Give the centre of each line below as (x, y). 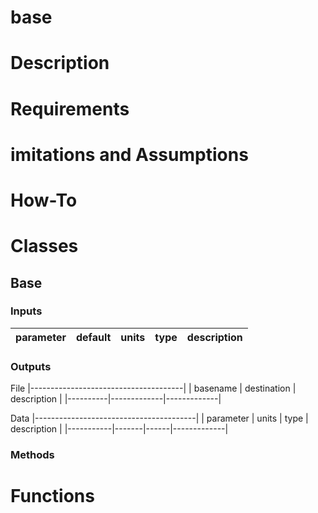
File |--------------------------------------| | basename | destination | (153, 388)
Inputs (26, 311)
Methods (32, 455)
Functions (52, 496)
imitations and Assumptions (129, 154)
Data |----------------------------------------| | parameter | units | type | (159, 418)
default (94, 337)
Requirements (70, 108)
